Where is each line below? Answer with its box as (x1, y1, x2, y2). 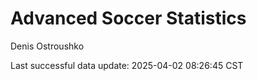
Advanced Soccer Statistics (10, 7, 247, 30)
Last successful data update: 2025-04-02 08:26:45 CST (10, 59, 244, 71)
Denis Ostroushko (10, 40, 85, 52)
